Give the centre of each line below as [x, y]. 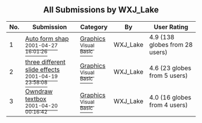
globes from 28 [171, 45]
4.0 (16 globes [170, 97]
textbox [36, 99]
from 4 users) [169, 105]
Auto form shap [47, 39]
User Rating [171, 27]
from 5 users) [169, 75]
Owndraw [39, 91]
